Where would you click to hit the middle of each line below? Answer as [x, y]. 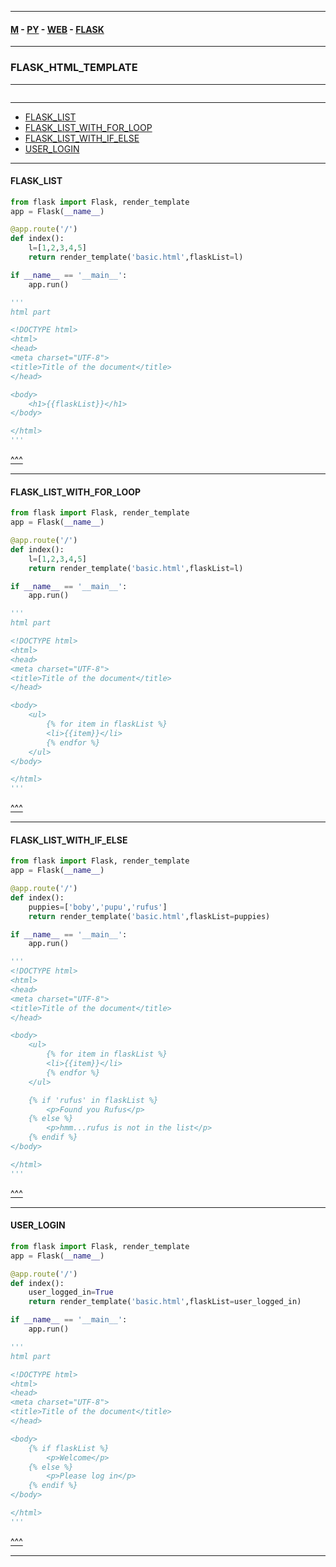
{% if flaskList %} [69, 1448]
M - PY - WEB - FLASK [57, 29]
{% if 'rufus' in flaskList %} [93, 1100]
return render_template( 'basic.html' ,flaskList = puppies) [149, 916]
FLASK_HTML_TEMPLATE [74, 68]
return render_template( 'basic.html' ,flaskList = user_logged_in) [165, 1302]
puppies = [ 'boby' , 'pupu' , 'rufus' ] [98, 907]
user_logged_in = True [71, 1292]
